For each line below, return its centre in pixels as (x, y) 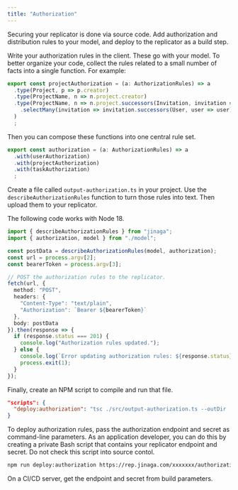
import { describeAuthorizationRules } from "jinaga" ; (90, 232)
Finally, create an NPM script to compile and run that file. (90, 390)
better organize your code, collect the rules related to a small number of (112, 63)
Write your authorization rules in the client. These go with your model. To (114, 55)
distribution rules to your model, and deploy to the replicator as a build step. (118, 42)
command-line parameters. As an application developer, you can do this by (117, 437)
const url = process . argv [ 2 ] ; (52, 257)
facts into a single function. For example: (67, 70)
